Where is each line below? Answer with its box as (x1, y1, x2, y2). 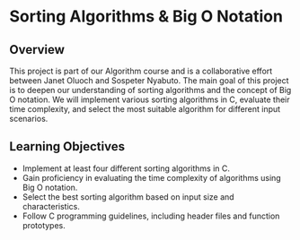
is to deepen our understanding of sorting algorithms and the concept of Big (9, 85, 292, 95)
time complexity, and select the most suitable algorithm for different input (9, 104, 281, 114)
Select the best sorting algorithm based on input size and (22, 191, 235, 202)
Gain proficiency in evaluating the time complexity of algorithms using (22, 172, 281, 183)
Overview (9, 42, 66, 57)
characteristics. (22, 201, 81, 211)
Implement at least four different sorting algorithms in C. (22, 163, 231, 174)
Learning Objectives (9, 139, 126, 154)
